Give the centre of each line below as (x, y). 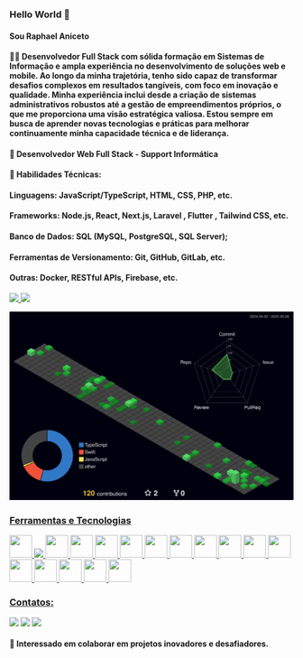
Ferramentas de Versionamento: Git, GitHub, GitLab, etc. (117, 257)
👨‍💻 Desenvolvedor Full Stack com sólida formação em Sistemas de (137, 57)
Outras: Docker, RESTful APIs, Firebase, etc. (94, 278)
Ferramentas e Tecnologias (70, 520)
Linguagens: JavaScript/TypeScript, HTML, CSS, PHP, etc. (121, 195)
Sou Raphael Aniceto (50, 36)
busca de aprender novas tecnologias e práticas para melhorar (129, 124)
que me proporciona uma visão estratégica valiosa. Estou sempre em (141, 114)
